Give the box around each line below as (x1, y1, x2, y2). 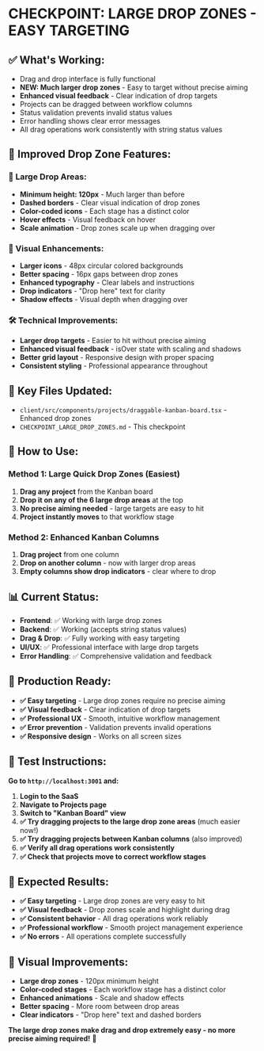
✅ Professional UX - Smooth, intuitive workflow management (19, 713, 221, 723)
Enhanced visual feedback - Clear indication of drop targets (19, 91, 218, 100)
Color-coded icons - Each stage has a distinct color (19, 206, 190, 216)
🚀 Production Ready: (8, 675, 111, 688)
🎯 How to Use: (8, 445, 79, 458)
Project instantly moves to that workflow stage (19, 512, 175, 522)
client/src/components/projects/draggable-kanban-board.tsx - (19, 405, 228, 415)
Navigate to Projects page (19, 800, 107, 809)
